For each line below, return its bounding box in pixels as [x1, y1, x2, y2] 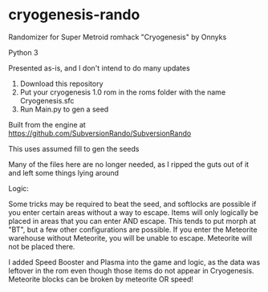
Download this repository [19, 79, 104, 88]
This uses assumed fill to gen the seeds [8, 144, 140, 153]
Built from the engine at [8, 120, 86, 129]
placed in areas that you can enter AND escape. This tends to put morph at [8, 216, 257, 225]
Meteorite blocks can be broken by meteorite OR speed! [8, 274, 194, 284]
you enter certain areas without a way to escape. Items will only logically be [8, 207, 259, 217]
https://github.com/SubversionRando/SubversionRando [8, 128, 192, 138]
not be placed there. [8, 241, 75, 251]
